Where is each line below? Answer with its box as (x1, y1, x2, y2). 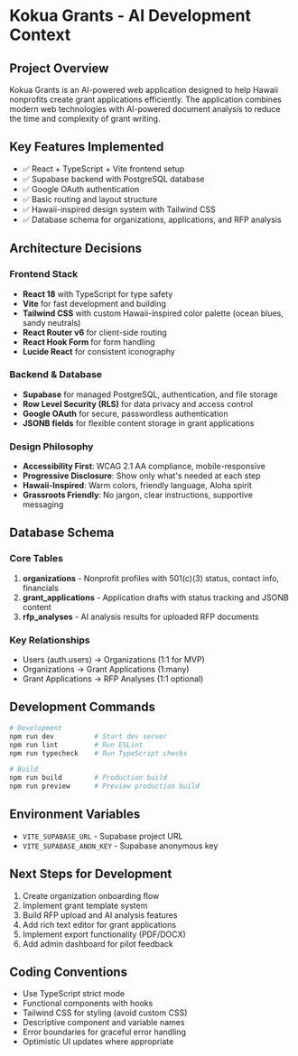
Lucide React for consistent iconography (22, 346, 176, 357)
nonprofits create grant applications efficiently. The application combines (9, 94, 282, 105)
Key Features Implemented (9, 139, 164, 154)
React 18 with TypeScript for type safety (22, 288, 173, 299)
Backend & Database (9, 368, 102, 381)
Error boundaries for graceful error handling (22, 1026, 187, 1038)
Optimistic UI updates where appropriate (22, 1036, 174, 1047)
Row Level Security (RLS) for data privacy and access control (22, 398, 254, 409)
